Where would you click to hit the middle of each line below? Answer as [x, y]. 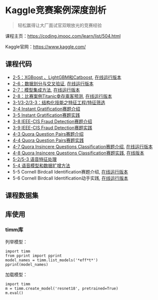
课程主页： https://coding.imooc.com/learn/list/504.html [63, 36]
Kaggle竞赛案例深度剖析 [56, 10]
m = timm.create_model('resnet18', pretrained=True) [62, 288]
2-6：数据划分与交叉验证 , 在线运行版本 [53, 83]
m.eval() [14, 293]
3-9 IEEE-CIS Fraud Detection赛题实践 [52, 128]
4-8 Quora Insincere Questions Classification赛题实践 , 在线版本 [78, 153]
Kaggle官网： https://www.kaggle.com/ [45, 46]
